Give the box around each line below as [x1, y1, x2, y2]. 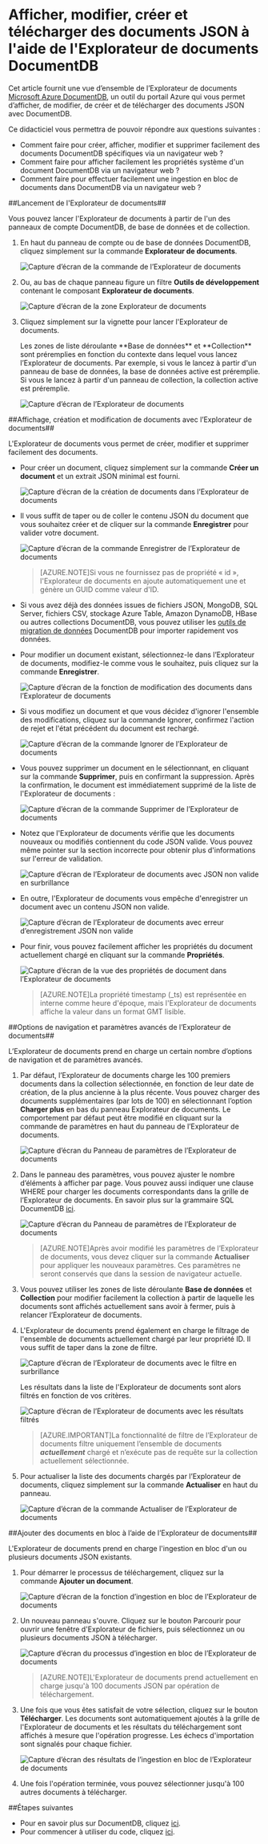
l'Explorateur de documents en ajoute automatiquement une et [39, 576, 246, 586]
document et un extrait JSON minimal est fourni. [19, 471, 181, 480]
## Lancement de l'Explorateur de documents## [8, 198, 166, 208]
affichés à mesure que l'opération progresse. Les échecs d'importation [19, 1730, 254, 1740]
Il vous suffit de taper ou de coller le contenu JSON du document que [19, 511, 250, 521]
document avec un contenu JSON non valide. [19, 902, 170, 911]
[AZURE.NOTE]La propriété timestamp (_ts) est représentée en [39, 989, 246, 999]
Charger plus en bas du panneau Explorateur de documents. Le [19, 1104, 231, 1114]
